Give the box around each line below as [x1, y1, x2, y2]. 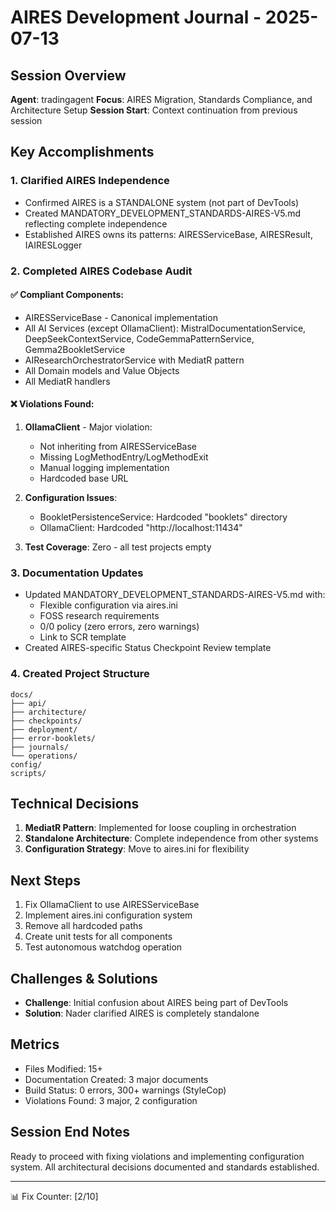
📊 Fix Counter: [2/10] [10, 1190, 99, 1202]
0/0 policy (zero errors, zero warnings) [39, 621, 200, 633]
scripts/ [10, 768, 47, 778]
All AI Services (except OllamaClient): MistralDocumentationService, [24, 322, 307, 334]
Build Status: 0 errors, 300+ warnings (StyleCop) [24, 1084, 227, 1096]
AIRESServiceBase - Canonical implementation [24, 311, 218, 323]
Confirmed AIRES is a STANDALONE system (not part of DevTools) [24, 196, 300, 208]
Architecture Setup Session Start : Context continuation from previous [10, 104, 298, 116]
